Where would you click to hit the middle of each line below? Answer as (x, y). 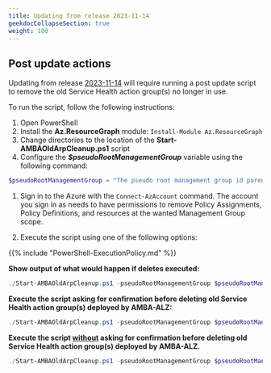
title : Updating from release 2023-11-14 (79, 16)
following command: (54, 166)
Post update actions (60, 63)
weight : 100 (28, 31)
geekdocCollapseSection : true (59, 23)
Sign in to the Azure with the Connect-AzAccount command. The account (139, 196)
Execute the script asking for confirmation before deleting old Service (128, 299)
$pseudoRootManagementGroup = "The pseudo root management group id (126, 181)
